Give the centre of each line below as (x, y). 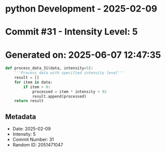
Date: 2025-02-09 (32, 129)
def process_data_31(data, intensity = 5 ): (49, 68)
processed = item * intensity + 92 (69, 92)
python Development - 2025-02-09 (81, 9)
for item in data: (33, 82)
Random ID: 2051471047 (38, 145)
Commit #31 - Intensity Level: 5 (72, 32)
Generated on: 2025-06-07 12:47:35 (83, 55)
